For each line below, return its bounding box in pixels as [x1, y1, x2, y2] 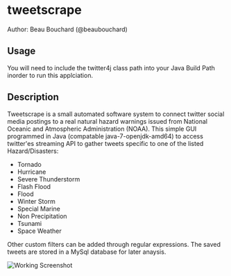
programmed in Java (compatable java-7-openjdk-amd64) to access [7, 131, 203, 140]
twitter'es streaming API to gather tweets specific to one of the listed [7, 139, 204, 147]
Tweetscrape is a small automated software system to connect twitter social [7, 110, 225, 118]
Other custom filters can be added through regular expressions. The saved [7, 240, 221, 248]
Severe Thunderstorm [17, 174, 80, 183]
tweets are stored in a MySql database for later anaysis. [7, 247, 166, 256]
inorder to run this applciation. [7, 71, 94, 79]
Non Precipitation [17, 211, 67, 220]
